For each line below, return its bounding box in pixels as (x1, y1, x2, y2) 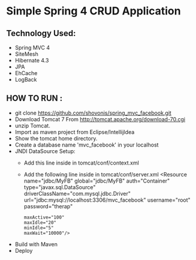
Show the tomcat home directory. (14, 135, 98, 142)
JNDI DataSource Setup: (14, 147, 76, 154)
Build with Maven (14, 240, 58, 247)
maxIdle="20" (23, 219, 57, 226)
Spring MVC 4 (14, 44, 50, 51)
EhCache (14, 70, 38, 76)
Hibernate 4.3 (14, 57, 49, 64)
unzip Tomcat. (14, 122, 51, 129)
